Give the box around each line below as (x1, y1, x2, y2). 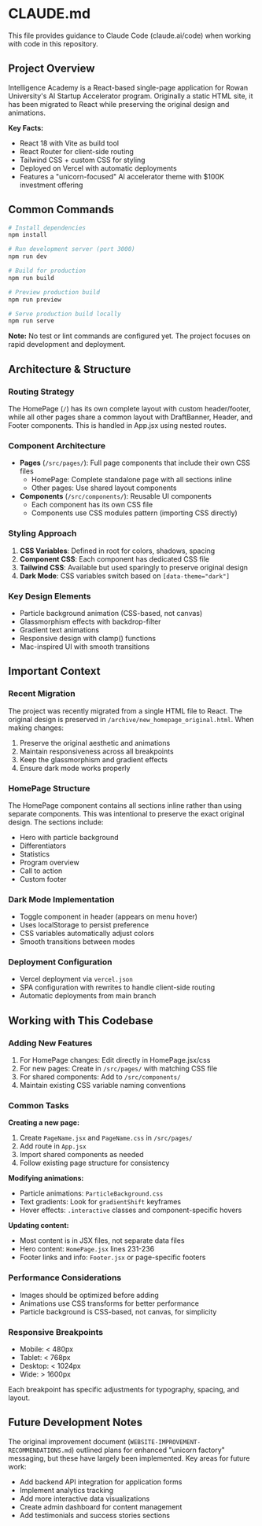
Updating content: (8, 1221, 69, 1230)
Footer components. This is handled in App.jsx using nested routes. (8, 421, 227, 429)
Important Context (8, 665, 101, 678)
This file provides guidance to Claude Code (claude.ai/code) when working (8, 31, 252, 40)
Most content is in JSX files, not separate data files (19, 1236, 185, 1245)
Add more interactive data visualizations (19, 1494, 150, 1503)
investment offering (19, 180, 83, 190)
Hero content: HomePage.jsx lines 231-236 (19, 1244, 155, 1254)
